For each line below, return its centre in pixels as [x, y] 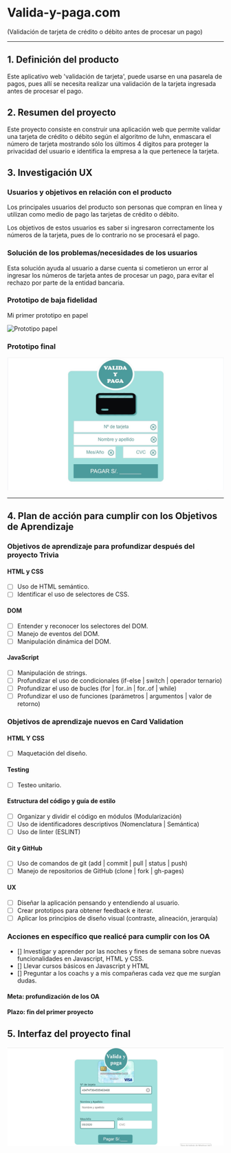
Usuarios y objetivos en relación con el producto [89, 192]
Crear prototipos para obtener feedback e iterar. [85, 910]
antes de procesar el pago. [45, 91]
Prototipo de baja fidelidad [52, 300]
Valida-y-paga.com [64, 13]
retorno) [29, 704]
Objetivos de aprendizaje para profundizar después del [101, 547]
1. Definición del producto [63, 60]
